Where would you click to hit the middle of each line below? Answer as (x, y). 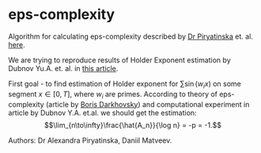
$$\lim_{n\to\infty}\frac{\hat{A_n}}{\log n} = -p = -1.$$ (133, 125)
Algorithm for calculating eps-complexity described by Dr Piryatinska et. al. (130, 36)
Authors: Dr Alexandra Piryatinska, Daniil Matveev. (90, 140)
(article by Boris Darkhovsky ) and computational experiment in (148, 104)
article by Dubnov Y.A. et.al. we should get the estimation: (102, 113)
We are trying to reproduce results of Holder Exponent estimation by (119, 60)
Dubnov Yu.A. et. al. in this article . (63, 68)
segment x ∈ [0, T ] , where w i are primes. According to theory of (113, 95)
